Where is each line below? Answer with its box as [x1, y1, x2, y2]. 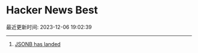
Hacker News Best [6, 3, 98, 17]
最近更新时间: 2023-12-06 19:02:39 [6, 23, 93, 30]
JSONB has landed [14, 40, 61, 47]
